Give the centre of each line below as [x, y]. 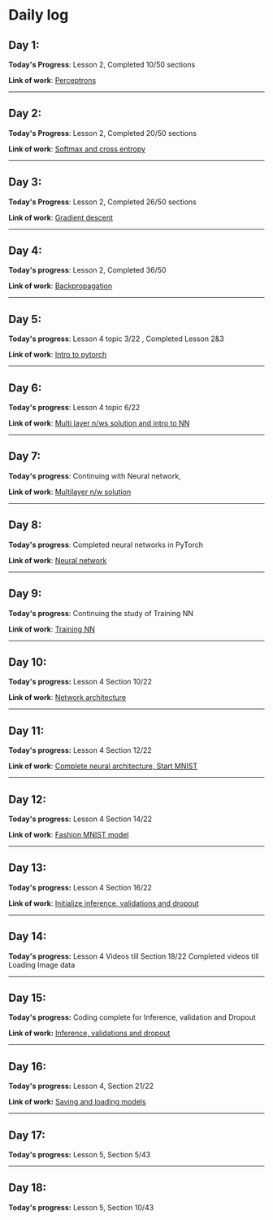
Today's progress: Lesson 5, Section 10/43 [81, 1207]
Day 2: [25, 114]
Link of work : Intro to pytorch [58, 355]
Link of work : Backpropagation [61, 286]
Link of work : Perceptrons [52, 80]
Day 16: [28, 1067]
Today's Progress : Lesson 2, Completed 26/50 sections [102, 202]
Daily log [39, 15]
